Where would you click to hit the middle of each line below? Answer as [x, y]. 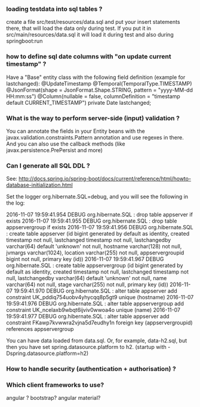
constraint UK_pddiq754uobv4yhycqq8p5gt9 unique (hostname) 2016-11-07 [100, 297]
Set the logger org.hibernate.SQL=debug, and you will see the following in [97, 197]
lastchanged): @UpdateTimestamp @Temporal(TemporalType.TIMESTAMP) [99, 83]
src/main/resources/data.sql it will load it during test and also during [90, 35]
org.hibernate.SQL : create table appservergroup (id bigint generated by [95, 266]
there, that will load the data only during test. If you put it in [79, 28]
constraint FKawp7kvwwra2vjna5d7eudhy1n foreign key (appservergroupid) [99, 323]
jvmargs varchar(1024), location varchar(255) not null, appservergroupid [95, 253]
